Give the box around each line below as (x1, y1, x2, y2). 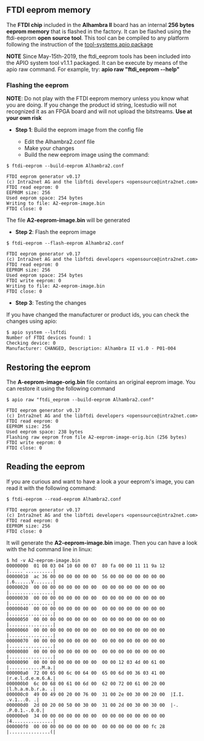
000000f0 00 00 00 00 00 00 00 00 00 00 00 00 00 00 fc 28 (6, 723, 166, 729)
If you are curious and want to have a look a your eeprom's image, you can (6, 478, 195, 485)
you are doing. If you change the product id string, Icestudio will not (6, 101, 177, 109)
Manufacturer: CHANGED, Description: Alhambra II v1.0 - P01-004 (6, 345, 176, 352)
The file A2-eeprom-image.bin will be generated (6, 217, 130, 224)
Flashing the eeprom (6, 81, 69, 89)
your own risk (6, 115, 42, 122)
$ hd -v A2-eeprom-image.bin (6, 557, 81, 563)
